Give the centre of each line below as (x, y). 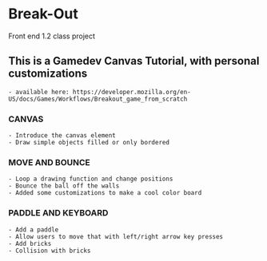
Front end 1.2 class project (52, 36)
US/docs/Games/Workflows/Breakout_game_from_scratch (98, 99)
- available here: (39, 92)
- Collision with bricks (50, 251)
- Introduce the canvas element (62, 136)
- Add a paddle (34, 229)
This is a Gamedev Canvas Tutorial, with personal (134, 61)
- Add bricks (30, 243)
